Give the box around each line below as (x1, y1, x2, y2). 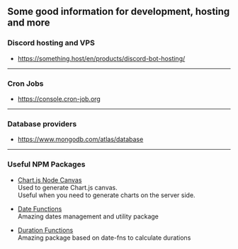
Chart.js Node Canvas (17, 175, 82, 184)
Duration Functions (17, 226, 74, 234)
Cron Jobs (7, 78, 44, 88)
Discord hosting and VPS (7, 38, 96, 48)
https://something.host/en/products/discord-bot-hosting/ (17, 54, 186, 62)
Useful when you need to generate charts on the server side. (17, 191, 196, 199)
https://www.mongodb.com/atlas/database (17, 135, 144, 144)
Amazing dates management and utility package (17, 212, 159, 221)
